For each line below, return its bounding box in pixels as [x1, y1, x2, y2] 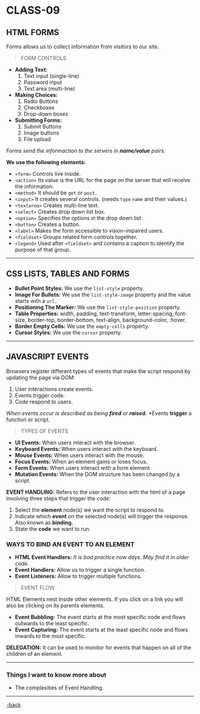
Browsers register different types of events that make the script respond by [6, 367, 191, 375]
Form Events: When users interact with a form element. [14, 464, 152, 471]
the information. [14, 183, 54, 190]
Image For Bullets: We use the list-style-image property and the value [14, 291, 192, 298]
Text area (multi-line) [23, 85, 76, 92]
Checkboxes [23, 104, 55, 111]
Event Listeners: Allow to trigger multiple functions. [14, 572, 142, 580]
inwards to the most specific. [14, 632, 86, 640]
